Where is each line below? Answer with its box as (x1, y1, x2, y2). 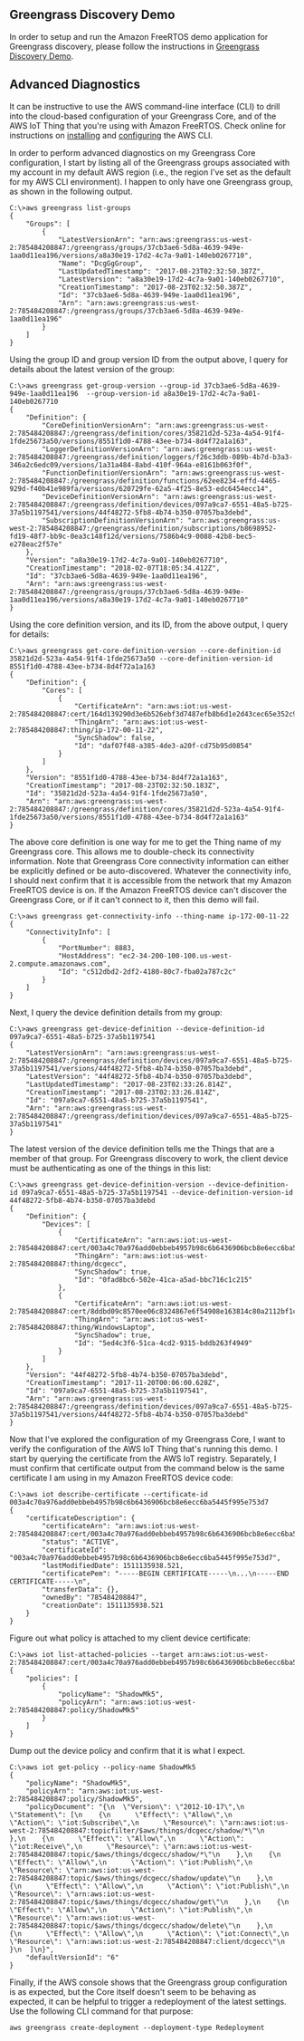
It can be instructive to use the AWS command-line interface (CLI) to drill (9, 101, 280, 111)
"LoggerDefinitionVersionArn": (42, 444, 160, 454)
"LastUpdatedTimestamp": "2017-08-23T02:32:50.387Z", (57, 266, 265, 275)
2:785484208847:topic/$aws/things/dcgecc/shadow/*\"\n (9, 1850, 221, 1859)
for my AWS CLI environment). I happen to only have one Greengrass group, (9, 176, 294, 187)
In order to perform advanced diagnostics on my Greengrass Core (9, 147, 256, 158)
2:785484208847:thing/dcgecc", (9, 1259, 128, 1268)
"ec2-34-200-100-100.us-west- (119, 951, 233, 960)
